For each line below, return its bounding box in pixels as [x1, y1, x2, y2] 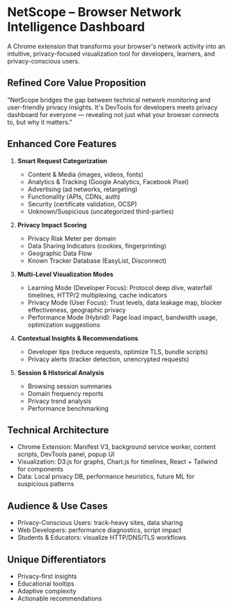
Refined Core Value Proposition [7, 77, 146, 89]
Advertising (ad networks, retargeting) [27, 185, 138, 193]
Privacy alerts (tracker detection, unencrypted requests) [27, 355, 190, 363]
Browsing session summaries [27, 381, 112, 390]
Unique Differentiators [7, 554, 107, 565]
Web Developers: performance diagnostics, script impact [17, 526, 182, 534]
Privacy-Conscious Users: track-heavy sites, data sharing [17, 519, 183, 527]
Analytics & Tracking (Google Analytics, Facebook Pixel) [27, 177, 190, 185]
